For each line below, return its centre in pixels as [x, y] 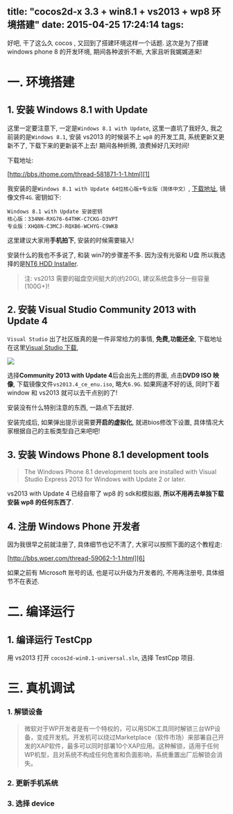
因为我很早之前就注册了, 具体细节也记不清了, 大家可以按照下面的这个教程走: [115, 544]
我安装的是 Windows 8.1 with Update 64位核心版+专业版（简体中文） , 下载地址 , [113, 188]
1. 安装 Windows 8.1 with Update [78, 110]
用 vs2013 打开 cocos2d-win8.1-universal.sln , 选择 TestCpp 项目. [101, 658]
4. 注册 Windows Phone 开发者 [74, 526]
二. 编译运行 [41, 612]
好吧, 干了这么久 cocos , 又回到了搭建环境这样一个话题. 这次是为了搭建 [108, 42]
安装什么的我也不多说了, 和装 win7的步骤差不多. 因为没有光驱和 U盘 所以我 [113, 254]
